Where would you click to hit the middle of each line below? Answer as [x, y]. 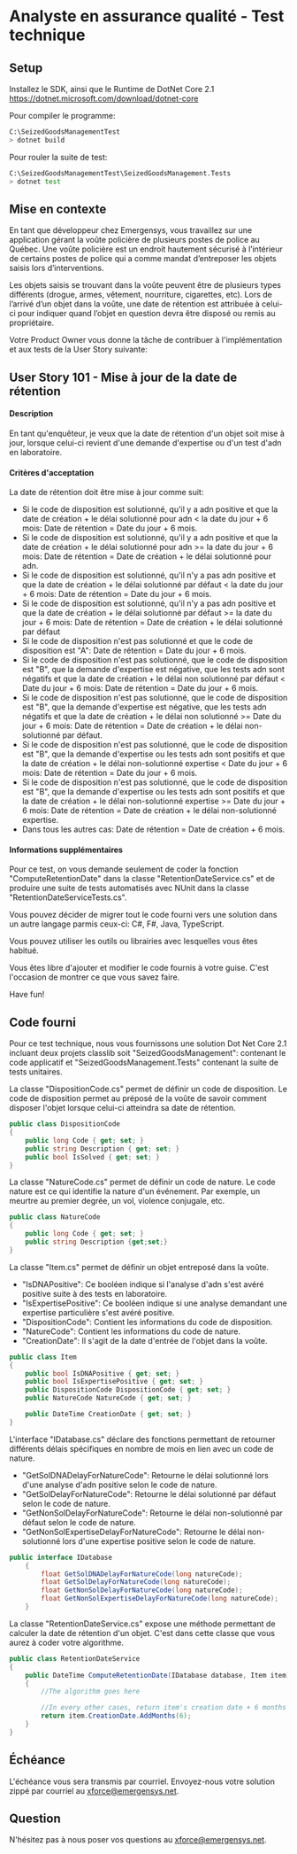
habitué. [24, 950]
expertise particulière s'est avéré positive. [98, 1312]
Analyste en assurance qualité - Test [147, 16]
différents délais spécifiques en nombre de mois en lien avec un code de [141, 1448]
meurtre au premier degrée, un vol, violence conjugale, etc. [117, 1201]
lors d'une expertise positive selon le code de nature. [159, 1541]
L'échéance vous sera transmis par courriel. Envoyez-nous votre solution [142, 1781]
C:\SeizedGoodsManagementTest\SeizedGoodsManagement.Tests [120, 173]
